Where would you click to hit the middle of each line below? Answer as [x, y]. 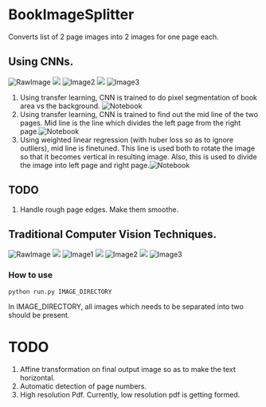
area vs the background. [60, 106]
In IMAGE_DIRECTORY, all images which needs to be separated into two [126, 306]
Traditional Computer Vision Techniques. [113, 234]
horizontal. [37, 378]
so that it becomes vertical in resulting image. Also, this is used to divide [138, 156]
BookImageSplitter [71, 15]
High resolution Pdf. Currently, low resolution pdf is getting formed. [130, 394]
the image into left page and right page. [84, 165]
